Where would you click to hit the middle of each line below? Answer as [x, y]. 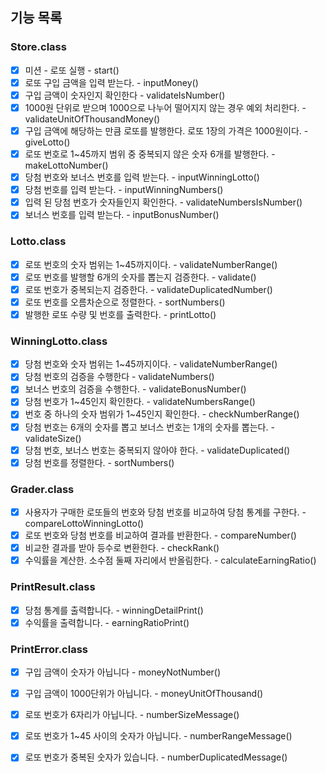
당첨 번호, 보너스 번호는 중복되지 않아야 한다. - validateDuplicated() [157, 450]
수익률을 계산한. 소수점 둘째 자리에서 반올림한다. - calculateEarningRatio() [170, 560]
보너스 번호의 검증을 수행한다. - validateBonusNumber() [135, 389]
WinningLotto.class [59, 341]
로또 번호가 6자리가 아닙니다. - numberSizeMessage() [132, 715]
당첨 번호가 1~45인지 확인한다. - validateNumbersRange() [140, 402]
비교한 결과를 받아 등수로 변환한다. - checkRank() [122, 548]
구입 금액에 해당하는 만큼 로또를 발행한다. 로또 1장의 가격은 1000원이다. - [166, 130]
